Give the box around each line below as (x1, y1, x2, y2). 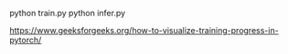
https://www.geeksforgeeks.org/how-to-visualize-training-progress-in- (9, 25, 279, 35)
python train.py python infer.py (9, 8, 126, 18)
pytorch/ (9, 35, 42, 45)
